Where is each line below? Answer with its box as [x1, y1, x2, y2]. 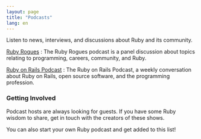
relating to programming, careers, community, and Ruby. [6, 55, 147, 62]
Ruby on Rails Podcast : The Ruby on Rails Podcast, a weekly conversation [6, 66, 192, 73]
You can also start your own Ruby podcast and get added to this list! [6, 126, 176, 133]
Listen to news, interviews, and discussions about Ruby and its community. [6, 37, 193, 44]
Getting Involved [6, 94, 56, 102]
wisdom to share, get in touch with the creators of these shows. [6, 114, 165, 121]
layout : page [6, 8, 39, 15]
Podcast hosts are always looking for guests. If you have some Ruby [6, 108, 176, 115]
